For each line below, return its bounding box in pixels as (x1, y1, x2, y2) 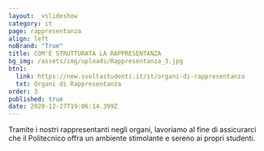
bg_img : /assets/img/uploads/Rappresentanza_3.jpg (8, 58, 184, 66)
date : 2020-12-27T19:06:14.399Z (8, 102, 118, 110)
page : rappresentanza (8, 27, 82, 35)
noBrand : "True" (8, 42, 63, 50)
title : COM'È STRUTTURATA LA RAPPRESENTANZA (8, 50, 162, 58)
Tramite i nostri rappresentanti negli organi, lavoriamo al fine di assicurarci (8, 125, 257, 135)
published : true (8, 95, 63, 103)
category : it (8, 19, 53, 28)
